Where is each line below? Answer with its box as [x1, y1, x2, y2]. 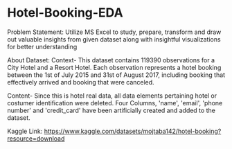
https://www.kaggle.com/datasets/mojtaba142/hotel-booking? [44, 127, 222, 135]
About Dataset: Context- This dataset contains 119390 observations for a [7, 55, 215, 64]
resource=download [7, 134, 65, 143]
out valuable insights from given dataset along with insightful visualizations [7, 35, 221, 43]
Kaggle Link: [7, 127, 43, 135]
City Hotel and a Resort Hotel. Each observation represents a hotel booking [7, 63, 222, 71]
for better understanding [7, 42, 78, 51]
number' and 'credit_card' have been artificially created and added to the [7, 106, 216, 114]
